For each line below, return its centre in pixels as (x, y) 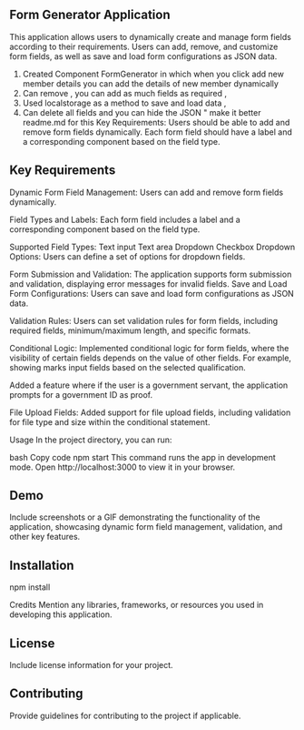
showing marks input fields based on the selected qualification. (128, 367)
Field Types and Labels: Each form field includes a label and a (125, 219)
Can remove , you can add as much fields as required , (125, 93)
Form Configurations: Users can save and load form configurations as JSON (152, 293)
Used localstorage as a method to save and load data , (124, 103)
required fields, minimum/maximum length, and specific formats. (130, 330)
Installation (42, 565)
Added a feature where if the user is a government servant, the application (149, 385)
